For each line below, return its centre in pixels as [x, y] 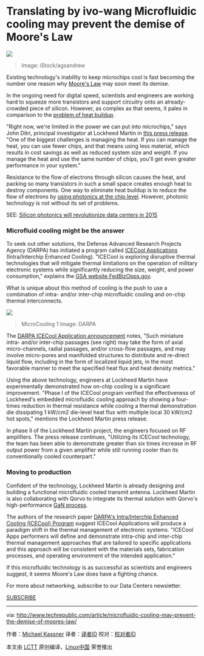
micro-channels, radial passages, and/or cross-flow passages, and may [96, 349]
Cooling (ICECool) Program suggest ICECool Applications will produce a [96, 523]
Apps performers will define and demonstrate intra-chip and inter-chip [94, 536]
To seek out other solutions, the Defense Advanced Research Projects [94, 244]
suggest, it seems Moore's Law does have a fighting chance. [82, 574]
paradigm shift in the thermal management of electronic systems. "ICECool [100, 529]
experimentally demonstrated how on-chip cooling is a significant [88, 386]
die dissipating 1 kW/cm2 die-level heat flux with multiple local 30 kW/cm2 [100, 413]
